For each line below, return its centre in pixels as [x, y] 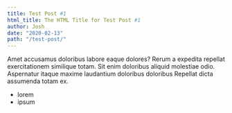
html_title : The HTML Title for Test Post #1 [74, 20]
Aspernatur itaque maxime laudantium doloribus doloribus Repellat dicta [110, 74]
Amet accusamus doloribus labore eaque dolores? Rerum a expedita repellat [116, 59]
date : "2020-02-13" [35, 33]
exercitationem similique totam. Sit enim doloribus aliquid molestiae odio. [111, 67]
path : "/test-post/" [37, 40]
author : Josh [26, 26]
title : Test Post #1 [37, 14]
